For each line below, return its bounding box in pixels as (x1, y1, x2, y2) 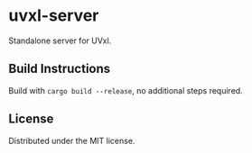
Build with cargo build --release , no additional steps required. (8, 85, 243, 95)
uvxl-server (8, 5, 99, 26)
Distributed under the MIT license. (8, 135, 135, 146)
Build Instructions (8, 61, 111, 76)
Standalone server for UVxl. (8, 35, 112, 46)
